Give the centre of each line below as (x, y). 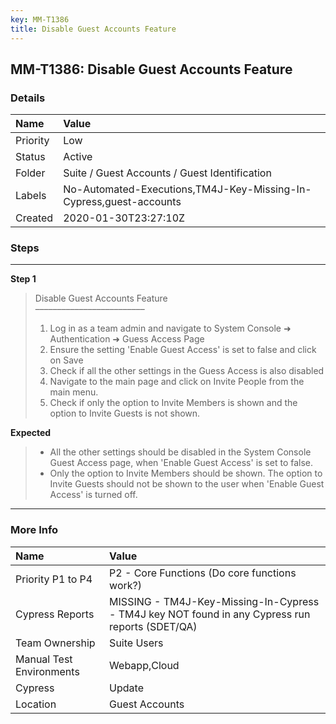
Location (36, 704)
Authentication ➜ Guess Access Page (127, 339)
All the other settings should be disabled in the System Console (180, 452)
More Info (34, 530)
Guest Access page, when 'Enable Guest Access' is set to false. (181, 463)
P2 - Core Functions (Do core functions (203, 573)
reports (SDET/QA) (153, 626)
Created (34, 218)
